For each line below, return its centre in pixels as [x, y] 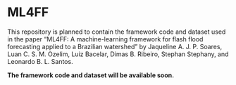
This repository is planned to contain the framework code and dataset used [117, 32]
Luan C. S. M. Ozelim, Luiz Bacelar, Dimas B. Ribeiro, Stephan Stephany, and [118, 54]
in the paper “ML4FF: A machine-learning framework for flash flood [105, 39]
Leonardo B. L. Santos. [40, 61]
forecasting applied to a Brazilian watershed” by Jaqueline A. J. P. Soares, [115, 46]
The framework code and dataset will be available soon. [91, 75]
